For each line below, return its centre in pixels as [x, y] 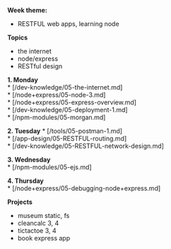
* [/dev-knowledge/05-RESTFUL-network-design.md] [86, 146]
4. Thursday [26, 181]
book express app [44, 238]
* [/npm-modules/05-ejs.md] [49, 167]
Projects [20, 202]
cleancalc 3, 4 [38, 223]
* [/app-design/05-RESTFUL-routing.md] [67, 138]
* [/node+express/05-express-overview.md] [72, 102]
